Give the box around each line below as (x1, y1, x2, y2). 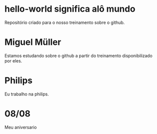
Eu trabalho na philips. (4, 91, 49, 97)
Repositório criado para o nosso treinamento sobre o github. (4, 19, 125, 25)
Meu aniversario (4, 124, 37, 130)
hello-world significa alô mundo (4, 3, 136, 15)
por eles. (4, 57, 22, 64)
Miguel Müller (4, 37, 62, 48)
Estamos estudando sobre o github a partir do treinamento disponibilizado (4, 53, 153, 58)
